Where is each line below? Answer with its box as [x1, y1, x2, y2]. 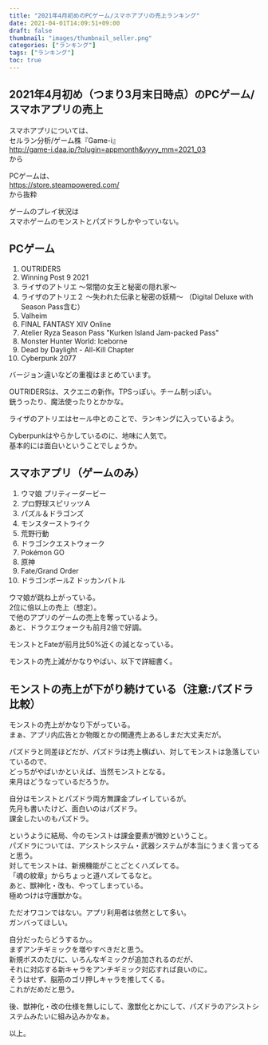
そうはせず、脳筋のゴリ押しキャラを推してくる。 [9, 975, 169, 984]
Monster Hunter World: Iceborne [20, 336, 128, 346]
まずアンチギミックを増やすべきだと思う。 [9, 944, 148, 955]
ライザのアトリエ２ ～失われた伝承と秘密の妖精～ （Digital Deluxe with [20, 292, 254, 301]
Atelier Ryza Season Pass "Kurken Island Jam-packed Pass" [20, 328, 219, 337]
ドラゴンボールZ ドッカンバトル [20, 576, 126, 586]
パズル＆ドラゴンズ [20, 509, 85, 519]
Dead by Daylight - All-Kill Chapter [20, 344, 135, 354]
